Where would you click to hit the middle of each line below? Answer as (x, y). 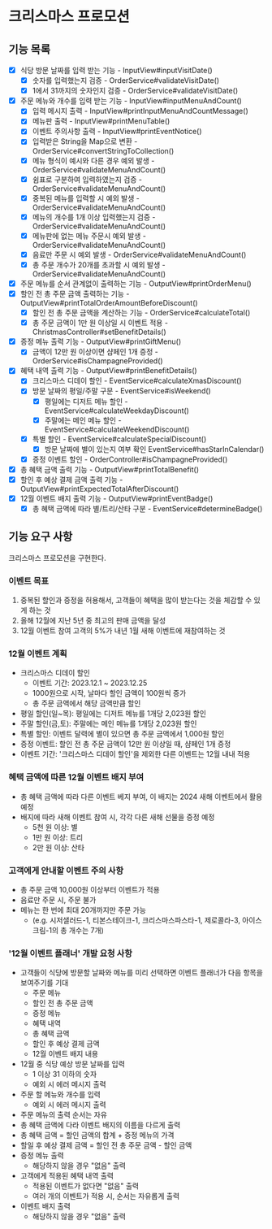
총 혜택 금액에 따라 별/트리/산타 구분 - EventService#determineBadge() (147, 508)
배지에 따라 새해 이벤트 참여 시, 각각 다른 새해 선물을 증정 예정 (117, 817)
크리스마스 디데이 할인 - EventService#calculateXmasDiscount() (137, 381)
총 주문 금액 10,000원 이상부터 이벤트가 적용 (90, 890)
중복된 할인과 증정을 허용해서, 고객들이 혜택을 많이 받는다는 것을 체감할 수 (136, 600)
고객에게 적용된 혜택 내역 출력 (67, 1176)
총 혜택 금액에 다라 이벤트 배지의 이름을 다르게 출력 (100, 1125)
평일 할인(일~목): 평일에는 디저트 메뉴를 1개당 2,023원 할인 (113, 714)
